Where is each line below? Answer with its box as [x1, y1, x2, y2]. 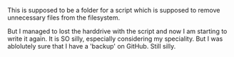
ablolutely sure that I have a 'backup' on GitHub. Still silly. [7, 42, 176, 50]
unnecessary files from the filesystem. [7, 13, 120, 22]
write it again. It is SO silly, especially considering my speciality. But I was [7, 34, 223, 43]
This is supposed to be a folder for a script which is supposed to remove [7, 6, 220, 14]
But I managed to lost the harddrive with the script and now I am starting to [7, 27, 228, 35]
